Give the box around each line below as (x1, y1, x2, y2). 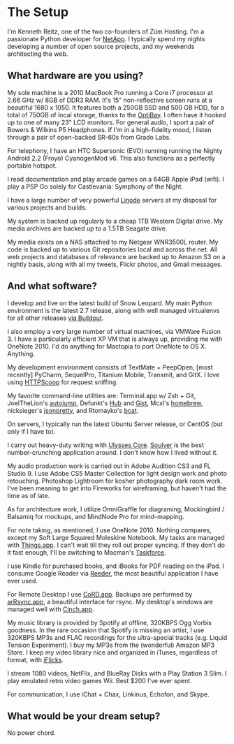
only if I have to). (7, 427, 56, 435)
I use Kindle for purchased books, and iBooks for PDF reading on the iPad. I (7, 562, 225, 570)
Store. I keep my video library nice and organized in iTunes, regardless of (7, 648, 218, 657)
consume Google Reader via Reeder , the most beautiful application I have (7, 569, 219, 577)
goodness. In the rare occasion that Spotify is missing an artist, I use (7, 626, 205, 634)
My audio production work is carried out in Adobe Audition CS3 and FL (7, 462, 211, 470)
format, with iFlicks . (7, 655, 64, 664)
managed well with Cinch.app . (7, 605, 94, 613)
